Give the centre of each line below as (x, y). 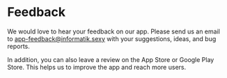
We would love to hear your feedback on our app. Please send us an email (114, 31)
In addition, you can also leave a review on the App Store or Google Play (111, 59)
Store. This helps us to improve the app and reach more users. (97, 67)
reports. (18, 46)
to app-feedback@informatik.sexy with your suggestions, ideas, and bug (112, 38)
